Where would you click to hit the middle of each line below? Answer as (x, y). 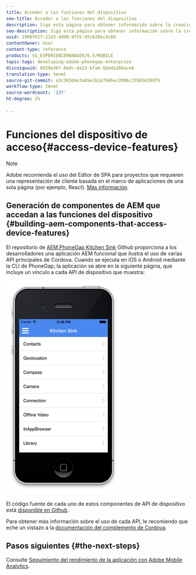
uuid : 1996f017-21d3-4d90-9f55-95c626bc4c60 (61, 37)
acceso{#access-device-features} (92, 147)
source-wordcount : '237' (36, 93)
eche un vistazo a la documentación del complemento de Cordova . (87, 528)
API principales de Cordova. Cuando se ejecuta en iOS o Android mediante (96, 259)
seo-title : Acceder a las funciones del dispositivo (71, 18)
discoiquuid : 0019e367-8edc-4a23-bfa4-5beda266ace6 (70, 68)
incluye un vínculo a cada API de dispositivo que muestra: (75, 272)
